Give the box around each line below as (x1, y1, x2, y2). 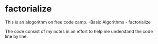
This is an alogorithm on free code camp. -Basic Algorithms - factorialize (5, 19, 151, 25)
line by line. (5, 33, 28, 39)
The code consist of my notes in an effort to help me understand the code (5, 28, 153, 34)
